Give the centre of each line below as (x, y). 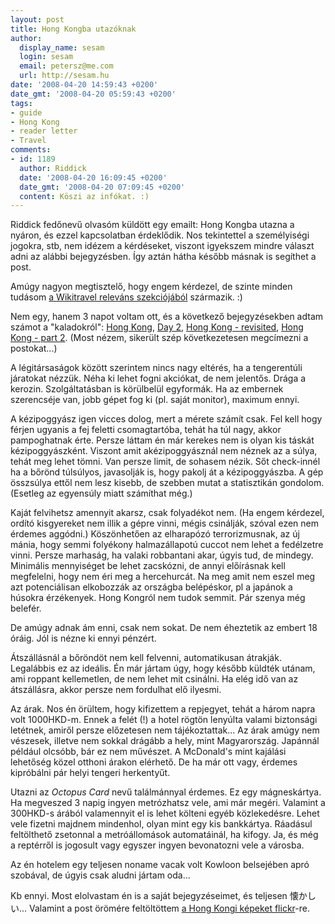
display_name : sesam (62, 47)
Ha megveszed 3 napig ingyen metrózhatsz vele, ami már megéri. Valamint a (168, 803)
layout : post (37, 19)
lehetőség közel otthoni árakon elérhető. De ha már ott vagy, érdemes (154, 762)
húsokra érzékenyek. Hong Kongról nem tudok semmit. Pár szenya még (158, 598)
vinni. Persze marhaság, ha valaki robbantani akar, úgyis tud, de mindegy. (162, 555)
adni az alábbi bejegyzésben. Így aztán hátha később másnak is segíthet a (163, 257)
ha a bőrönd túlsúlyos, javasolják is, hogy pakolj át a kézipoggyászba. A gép (167, 472)
